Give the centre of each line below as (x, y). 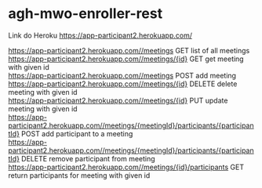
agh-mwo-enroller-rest (86, 14)
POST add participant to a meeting (77, 133)
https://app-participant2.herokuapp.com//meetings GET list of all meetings (129, 50)
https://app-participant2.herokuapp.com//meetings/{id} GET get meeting (126, 59)
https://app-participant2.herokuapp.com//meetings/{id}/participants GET (126, 167)
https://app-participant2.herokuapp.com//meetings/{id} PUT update (118, 100)
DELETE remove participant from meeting (88, 158)
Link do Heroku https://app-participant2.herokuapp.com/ (100, 35)
